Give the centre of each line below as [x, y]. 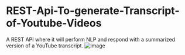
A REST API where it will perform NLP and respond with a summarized [91, 39]
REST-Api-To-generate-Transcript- [93, 11]
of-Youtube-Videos [54, 23]
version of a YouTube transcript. [45, 46]
